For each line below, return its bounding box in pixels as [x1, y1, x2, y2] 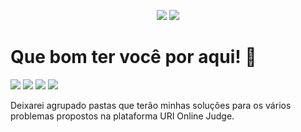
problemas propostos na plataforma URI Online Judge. [10, 110, 235, 122]
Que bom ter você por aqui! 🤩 [10, 46, 257, 69]
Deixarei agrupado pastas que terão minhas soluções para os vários [10, 99, 292, 111]
